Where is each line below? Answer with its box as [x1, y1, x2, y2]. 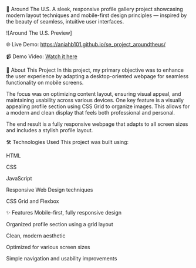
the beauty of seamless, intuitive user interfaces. [6, 18, 124, 25]
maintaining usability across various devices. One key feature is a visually [6, 97, 184, 103]
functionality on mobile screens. [6, 79, 84, 86]
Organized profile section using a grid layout [6, 221, 113, 227]
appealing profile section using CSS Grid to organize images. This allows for [6, 103, 190, 110]
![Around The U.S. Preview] [6, 29, 72, 36]
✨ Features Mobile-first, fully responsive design [6, 209, 122, 216]
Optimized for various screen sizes [6, 244, 90, 250]
